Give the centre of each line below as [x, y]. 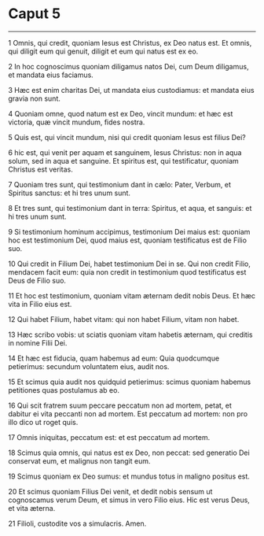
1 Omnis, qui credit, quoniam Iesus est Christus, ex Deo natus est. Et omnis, [130, 43]
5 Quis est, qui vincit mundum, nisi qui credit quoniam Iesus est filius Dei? [127, 137]
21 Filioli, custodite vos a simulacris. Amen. [77, 523]
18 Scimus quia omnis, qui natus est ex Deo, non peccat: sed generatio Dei [129, 453]
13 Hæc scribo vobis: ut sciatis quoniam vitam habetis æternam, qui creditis [130, 335]
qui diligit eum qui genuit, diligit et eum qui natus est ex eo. [103, 51]
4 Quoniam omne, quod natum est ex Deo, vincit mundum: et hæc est [121, 113]
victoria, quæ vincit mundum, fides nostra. [77, 122]
